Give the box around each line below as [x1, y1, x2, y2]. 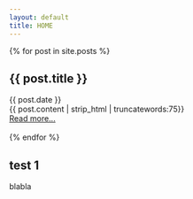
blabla [9, 181, 32, 192]
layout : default [9, 12, 69, 22]
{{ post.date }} [9, 95, 62, 105]
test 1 [9, 157, 40, 172]
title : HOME [9, 21, 53, 30]
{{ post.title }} [9, 71, 89, 86]
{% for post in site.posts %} [9, 45, 111, 56]
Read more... [9, 113, 56, 124]
